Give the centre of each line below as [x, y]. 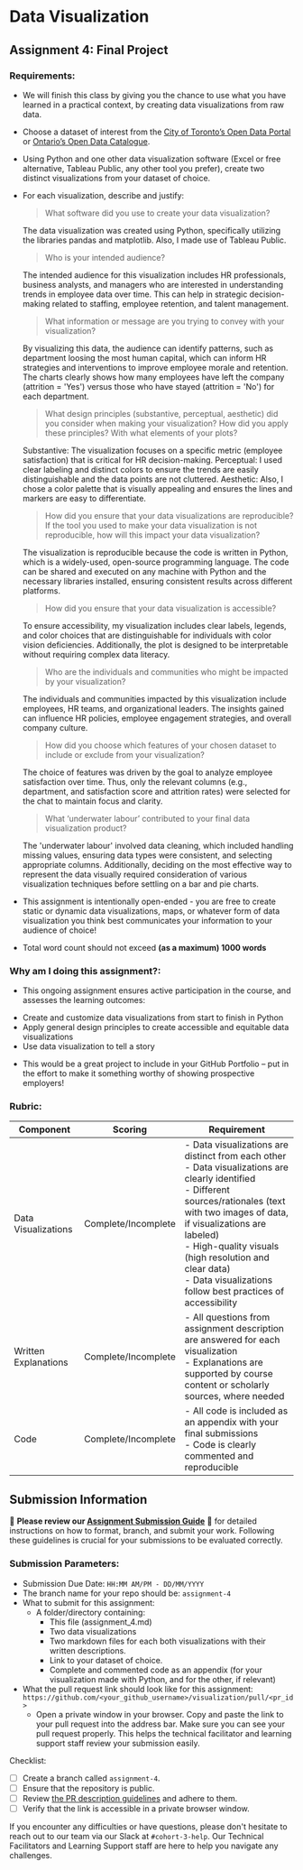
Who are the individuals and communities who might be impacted [166, 672]
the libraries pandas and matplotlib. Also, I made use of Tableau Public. [154, 240]
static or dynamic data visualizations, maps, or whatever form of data [151, 911]
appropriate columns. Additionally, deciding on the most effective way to [157, 864]
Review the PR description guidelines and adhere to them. [130, 1798]
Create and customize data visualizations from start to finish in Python [153, 1018]
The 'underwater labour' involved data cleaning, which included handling [158, 845]
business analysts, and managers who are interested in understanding [153, 284]
